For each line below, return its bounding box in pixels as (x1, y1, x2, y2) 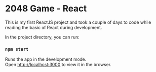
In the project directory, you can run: (5, 34, 79, 40)
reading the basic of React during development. (5, 24, 102, 30)
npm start (5, 46, 29, 52)
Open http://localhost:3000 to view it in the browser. (5, 62, 112, 68)
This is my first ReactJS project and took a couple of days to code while (5, 19, 152, 25)
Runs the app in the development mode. (5, 56, 86, 62)
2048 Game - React (5, 3, 87, 14)
